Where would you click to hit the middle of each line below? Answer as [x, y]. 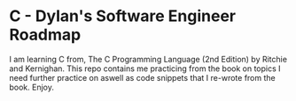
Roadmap [45, 35]
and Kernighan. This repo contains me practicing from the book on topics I [145, 69]
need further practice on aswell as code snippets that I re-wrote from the [143, 77]
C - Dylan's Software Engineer [123, 16]
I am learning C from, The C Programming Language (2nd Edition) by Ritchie [148, 59]
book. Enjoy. [32, 87]
